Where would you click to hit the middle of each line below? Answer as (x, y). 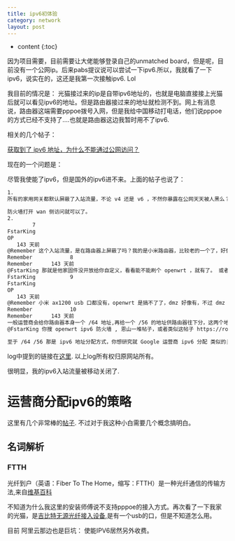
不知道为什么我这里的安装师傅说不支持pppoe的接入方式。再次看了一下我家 (115, 507)
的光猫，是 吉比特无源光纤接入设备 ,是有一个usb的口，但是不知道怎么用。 (112, 516)
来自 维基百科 (34, 492)
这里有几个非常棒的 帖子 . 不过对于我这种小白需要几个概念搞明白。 (101, 423)
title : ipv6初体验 (33, 14)
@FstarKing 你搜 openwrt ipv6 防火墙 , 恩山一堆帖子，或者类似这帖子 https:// (115, 329)
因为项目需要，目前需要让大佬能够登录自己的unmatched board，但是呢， (113, 61)
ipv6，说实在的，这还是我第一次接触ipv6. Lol (72, 78)
